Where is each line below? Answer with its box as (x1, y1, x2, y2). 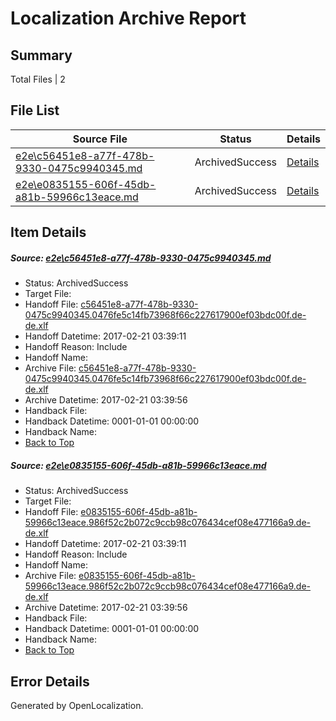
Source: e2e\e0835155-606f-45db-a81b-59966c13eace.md (10, 459, 267, 471)
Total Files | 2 (10, 73, 66, 85)
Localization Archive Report (10, 7, 247, 30)
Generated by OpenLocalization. (10, 699, 144, 711)
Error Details (10, 673, 90, 690)
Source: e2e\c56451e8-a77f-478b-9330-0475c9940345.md (10, 252, 272, 264)
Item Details (10, 224, 87, 241)
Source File (72, 132, 128, 146)
